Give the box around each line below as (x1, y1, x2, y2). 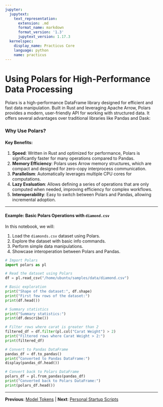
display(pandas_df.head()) (5, 361, 60, 366)
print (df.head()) (5, 298, 40, 303)
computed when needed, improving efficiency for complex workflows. (12, 186, 153, 192)
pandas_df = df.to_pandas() (5, 351, 62, 356)
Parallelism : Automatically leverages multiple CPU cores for (12, 171, 132, 177)
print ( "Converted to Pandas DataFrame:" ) (5, 356, 90, 361)
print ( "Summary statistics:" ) (5, 311, 66, 316)
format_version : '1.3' (17, 30, 64, 35)
